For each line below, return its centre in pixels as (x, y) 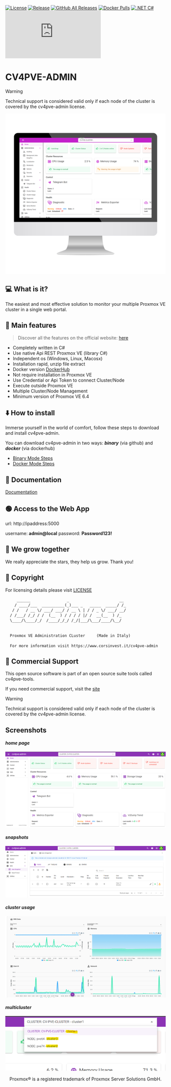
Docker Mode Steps (34, 464)
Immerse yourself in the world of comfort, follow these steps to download (82, 428)
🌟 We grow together (37, 550)
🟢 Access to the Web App (48, 509)
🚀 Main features (31, 325)
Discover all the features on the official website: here (73, 338)
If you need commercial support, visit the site (53, 689)
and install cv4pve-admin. (33, 433)
